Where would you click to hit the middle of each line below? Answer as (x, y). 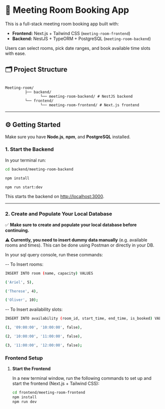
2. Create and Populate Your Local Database (59, 214)
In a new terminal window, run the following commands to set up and (82, 378)
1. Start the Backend (29, 149)
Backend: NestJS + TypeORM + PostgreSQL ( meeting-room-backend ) (82, 39)
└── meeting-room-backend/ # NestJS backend (86, 96)
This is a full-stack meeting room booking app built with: (62, 24)
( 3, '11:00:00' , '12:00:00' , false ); (44, 345)
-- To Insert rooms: (24, 264)
